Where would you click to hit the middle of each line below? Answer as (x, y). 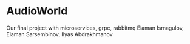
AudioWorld (37, 11)
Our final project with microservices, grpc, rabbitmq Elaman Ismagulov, (95, 28)
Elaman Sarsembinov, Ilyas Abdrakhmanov (59, 34)
